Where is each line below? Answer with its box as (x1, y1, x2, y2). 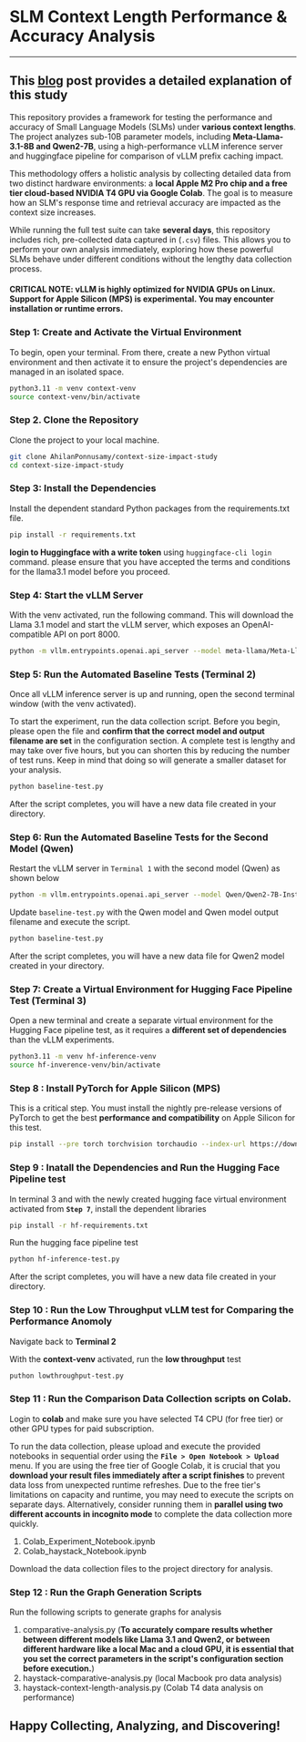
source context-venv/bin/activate (9, 392, 141, 402)
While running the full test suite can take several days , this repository (9, 224, 270, 235)
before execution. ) (22, 1663, 96, 1674)
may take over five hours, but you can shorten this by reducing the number (9, 745, 291, 756)
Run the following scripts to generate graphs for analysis (9, 1606, 222, 1618)
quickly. (9, 1518, 39, 1529)
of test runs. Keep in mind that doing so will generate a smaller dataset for (9, 754, 287, 766)
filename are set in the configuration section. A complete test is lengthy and (9, 735, 296, 746)
